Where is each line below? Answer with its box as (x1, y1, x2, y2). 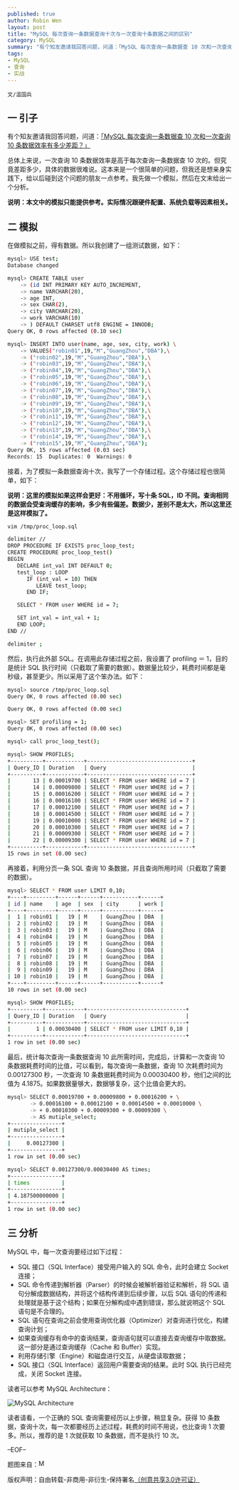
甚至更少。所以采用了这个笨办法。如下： (26, 672, 144, 681)
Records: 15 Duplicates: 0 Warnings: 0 (7, 453, 132, 460)
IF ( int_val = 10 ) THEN (26, 575, 97, 582)
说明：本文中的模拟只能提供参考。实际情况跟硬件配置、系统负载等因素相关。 (7, 198, 232, 206)
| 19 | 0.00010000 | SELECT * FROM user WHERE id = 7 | (7, 817, 196, 824)
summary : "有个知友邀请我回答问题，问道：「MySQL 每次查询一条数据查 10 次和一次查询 (7, 43, 233, 51)
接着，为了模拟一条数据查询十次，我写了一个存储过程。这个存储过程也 (7, 467, 213, 476)
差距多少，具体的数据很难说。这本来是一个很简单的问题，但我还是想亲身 (13, 165, 225, 174)
